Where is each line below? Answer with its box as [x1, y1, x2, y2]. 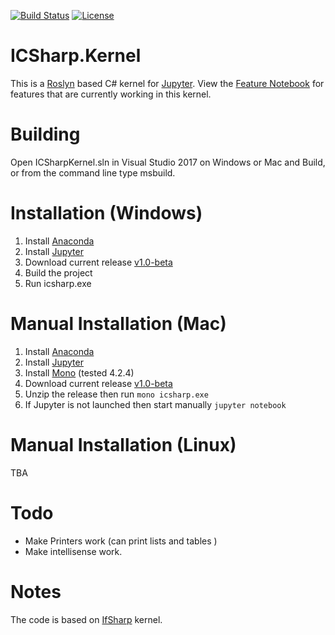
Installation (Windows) [10, 202, 203, 225]
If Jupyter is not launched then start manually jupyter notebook [24, 398, 287, 410]
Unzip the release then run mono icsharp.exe [24, 388, 209, 400]
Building [10, 123, 81, 146]
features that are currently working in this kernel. [10, 88, 212, 100]
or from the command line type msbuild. [10, 166, 176, 179]
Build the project [24, 266, 93, 279]
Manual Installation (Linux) [10, 433, 237, 456]
